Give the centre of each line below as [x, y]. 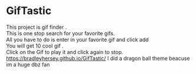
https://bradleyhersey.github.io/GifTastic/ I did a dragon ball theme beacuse [98, 58]
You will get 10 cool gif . [35, 46]
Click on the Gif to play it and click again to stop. [65, 52]
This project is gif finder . [36, 27]
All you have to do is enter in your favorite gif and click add [77, 39]
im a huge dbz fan [28, 64]
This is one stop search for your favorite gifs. [61, 33]
